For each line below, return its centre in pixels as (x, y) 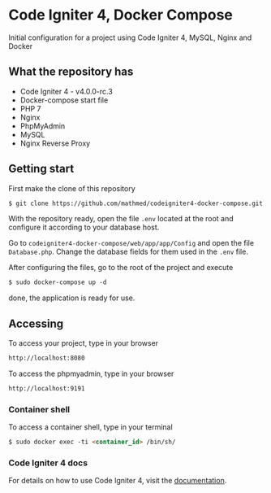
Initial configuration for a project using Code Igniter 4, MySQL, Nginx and (130, 37)
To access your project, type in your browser (84, 343)
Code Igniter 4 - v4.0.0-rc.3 (67, 91)
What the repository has (71, 72)
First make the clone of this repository (72, 188)
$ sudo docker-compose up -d (58, 282)
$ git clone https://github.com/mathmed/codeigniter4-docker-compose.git (136, 203)
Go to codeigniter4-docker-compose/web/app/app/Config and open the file (131, 243)
